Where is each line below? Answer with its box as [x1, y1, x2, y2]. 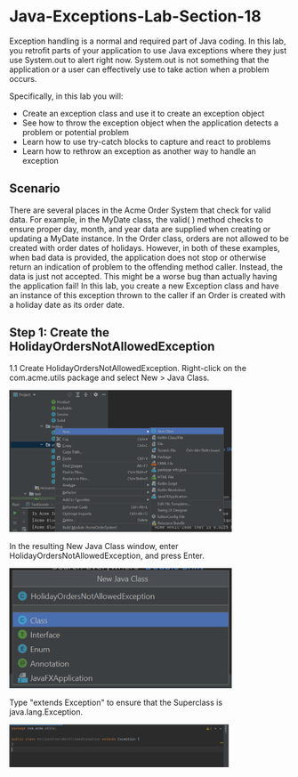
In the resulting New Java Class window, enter [9, 540, 179, 551]
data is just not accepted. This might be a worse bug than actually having [9, 271, 278, 281]
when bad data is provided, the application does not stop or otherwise [9, 252, 267, 263]
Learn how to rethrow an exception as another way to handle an [21, 145, 256, 157]
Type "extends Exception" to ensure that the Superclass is [9, 697, 223, 708]
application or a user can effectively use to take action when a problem [9, 64, 270, 75]
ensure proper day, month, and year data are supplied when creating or [9, 223, 271, 234]
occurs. [9, 73, 37, 84]
